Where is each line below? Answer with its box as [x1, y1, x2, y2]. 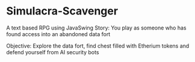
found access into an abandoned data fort [6, 30, 111, 37]
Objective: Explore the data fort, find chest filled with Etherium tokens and [6, 42, 190, 49]
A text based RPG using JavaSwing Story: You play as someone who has [6, 24, 187, 31]
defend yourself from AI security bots [6, 48, 99, 55]
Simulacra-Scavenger [6, 4, 119, 18]
